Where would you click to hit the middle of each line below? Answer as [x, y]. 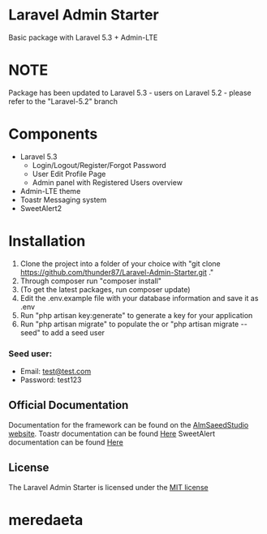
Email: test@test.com [56, 372]
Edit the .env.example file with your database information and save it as [139, 298]
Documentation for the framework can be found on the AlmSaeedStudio [129, 424]
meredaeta [46, 520]
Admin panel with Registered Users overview [107, 182]
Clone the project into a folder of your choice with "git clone [120, 263]
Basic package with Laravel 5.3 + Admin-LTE [83, 37]
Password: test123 [51, 380]
